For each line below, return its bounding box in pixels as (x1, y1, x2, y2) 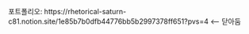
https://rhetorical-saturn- (44, 7, 127, 16)
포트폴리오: (8, 7, 43, 16)
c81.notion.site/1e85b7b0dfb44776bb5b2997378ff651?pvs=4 (8, 17, 209, 26)
